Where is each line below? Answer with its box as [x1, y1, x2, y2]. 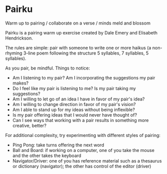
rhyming [5, 50, 23, 56]
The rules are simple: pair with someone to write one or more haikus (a [5, 44, 151, 50]
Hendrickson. [5, 35, 33, 41]
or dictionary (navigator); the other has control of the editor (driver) [12, 163, 151, 169]
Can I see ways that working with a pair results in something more [12, 117, 149, 123]
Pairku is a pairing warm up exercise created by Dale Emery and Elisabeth [5, 29, 158, 35]
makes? [12, 80, 29, 86]
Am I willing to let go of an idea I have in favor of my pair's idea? [12, 96, 145, 102]
